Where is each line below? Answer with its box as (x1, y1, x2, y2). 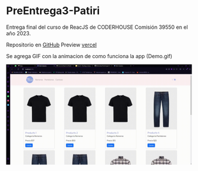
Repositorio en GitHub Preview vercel (6, 41, 97, 48)
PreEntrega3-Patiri (6, 4, 100, 18)
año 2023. (6, 29, 31, 36)
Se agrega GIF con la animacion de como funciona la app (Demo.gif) (6, 52, 173, 59)
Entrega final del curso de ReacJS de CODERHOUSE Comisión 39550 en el (6, 24, 189, 31)
